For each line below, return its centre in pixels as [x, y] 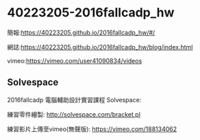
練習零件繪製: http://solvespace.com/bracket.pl [74, 114]
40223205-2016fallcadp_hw [91, 13]
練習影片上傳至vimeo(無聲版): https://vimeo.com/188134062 [92, 129]
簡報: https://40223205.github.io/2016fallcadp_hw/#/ [81, 32]
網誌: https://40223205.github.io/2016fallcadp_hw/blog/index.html [100, 47]
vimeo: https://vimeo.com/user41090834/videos [75, 60]
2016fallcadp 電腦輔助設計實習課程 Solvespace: [74, 100]
